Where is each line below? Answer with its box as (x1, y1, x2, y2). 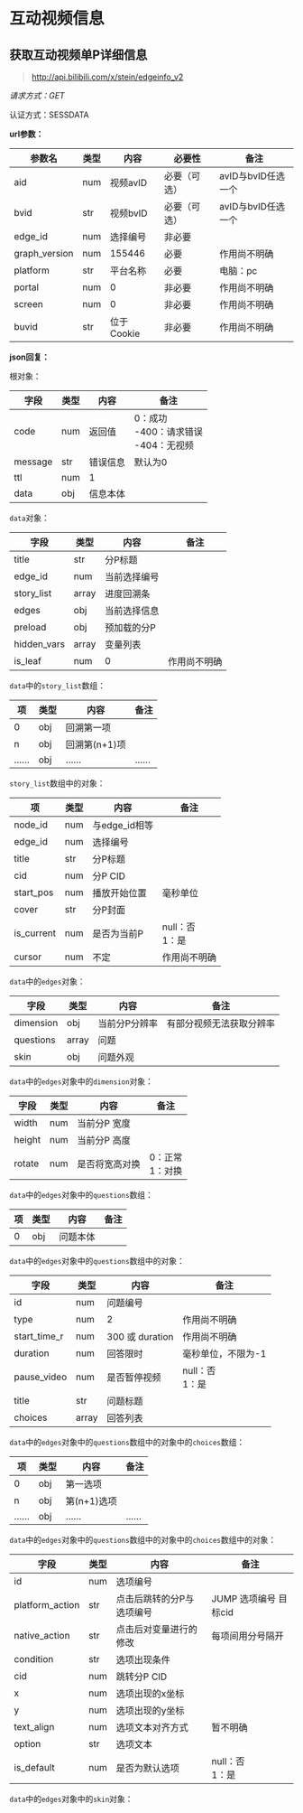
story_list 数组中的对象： (9, 778, 106, 789)
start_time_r (14, 1330, 64, 1342)
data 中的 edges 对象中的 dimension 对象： (9, 1076, 153, 1087)
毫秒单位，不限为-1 (181, 1348, 267, 1360)
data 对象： (9, 512, 50, 523)
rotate (14, 1157, 40, 1170)
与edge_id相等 (92, 819, 153, 831)
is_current (14, 927, 57, 939)
